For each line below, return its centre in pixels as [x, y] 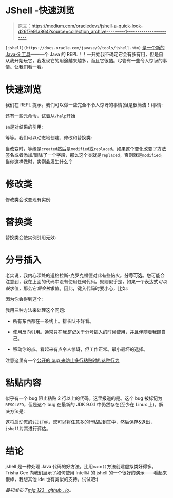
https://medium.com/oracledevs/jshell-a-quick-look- [87, 26]
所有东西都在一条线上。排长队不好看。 [53, 321]
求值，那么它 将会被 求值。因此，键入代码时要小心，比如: [69, 288]
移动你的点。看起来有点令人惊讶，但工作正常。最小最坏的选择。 [80, 349]
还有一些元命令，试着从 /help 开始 [40, 116]
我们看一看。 [32, 67]
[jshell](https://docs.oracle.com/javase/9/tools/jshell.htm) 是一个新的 [85, 47]
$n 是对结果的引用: [24, 127]
